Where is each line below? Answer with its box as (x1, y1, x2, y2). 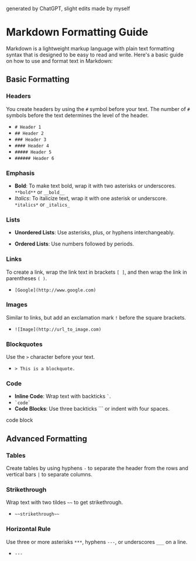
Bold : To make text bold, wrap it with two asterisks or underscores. (14, 182, 177, 189)
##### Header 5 (14, 149, 52, 155)
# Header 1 (14, 124, 42, 130)
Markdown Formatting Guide (6, 26, 149, 39)
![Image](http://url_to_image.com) (14, 326, 102, 332)
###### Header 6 (14, 155, 54, 161)
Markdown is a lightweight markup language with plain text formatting (6, 45, 174, 52)
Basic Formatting (6, 75, 70, 85)
